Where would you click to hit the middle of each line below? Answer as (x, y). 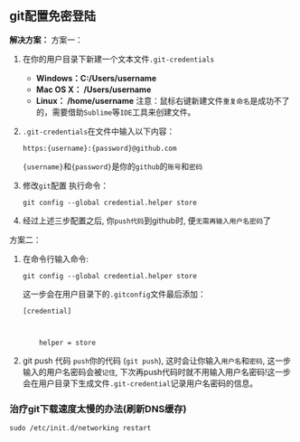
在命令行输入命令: (55, 259)
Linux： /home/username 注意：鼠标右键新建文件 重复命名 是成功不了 (163, 100)
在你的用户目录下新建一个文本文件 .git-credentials (118, 59)
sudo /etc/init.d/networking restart (80, 428)
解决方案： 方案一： (46, 40)
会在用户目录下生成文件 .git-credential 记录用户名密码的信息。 (140, 383)
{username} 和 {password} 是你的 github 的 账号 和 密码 (112, 166)
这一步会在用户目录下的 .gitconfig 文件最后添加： (114, 294)
